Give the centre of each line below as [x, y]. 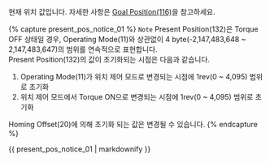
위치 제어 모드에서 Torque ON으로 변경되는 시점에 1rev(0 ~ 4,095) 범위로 [137, 97]
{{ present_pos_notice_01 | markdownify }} [80, 149]
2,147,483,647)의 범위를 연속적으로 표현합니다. [83, 49]
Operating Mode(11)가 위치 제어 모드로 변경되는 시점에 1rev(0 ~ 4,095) [134, 77]
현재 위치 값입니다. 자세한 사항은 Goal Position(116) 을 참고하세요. [112, 12]
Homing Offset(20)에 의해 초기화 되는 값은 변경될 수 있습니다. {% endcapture [133, 124]
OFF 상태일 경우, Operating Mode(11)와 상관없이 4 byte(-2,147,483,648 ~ [127, 39]
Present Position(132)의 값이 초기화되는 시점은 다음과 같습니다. [109, 60]
